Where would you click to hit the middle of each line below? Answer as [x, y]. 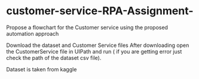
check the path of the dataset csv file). [54, 58]
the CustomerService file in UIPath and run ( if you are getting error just [94, 51]
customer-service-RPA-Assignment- [100, 11]
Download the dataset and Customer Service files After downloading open [98, 45]
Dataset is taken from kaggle [42, 69]
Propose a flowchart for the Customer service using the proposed [87, 27]
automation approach [33, 33]
